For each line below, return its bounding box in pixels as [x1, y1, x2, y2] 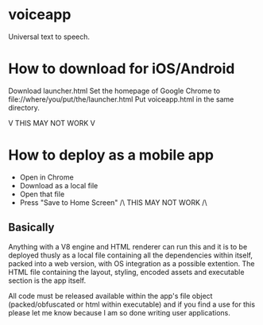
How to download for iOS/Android [8, 60, 235, 78]
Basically [8, 221, 55, 234]
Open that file [19, 189, 65, 199]
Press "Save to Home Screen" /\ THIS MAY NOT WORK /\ [19, 197, 208, 207]
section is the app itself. [8, 276, 86, 285]
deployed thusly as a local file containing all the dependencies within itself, [8, 250, 253, 260]
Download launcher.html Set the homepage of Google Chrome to [8, 86, 221, 95]
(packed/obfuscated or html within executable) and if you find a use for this [8, 300, 256, 309]
